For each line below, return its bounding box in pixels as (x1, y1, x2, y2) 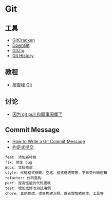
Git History (12, 53, 34, 58)
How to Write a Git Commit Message (12, 139, 85, 145)
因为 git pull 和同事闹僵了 (12, 111, 62, 117)
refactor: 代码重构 (5, 176, 42, 181)
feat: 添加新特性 (5, 155, 37, 160)
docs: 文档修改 (5, 165, 33, 170)
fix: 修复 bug (5, 160, 33, 165)
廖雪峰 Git (12, 82, 33, 88)
